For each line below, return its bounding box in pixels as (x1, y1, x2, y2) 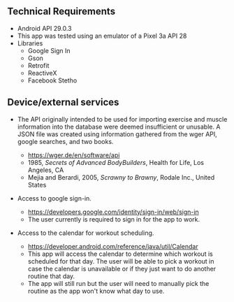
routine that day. (27, 272, 75, 280)
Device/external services (7, 96, 119, 108)
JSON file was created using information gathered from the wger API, (17, 129, 218, 138)
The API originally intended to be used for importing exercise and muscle (17, 115, 228, 123)
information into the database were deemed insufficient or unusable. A (17, 122, 221, 131)
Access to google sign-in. (17, 194, 92, 202)
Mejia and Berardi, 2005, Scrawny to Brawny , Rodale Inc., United (27, 173, 215, 181)
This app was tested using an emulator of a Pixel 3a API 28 (17, 31, 187, 40)
